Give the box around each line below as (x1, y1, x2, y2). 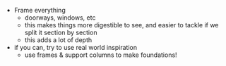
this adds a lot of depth (24, 36, 93, 44)
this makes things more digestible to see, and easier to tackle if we (24, 21, 219, 29)
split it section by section (24, 28, 97, 37)
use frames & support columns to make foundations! (24, 51, 178, 59)
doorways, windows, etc (24, 13, 96, 22)
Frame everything (13, 6, 66, 14)
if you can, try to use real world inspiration (13, 44, 138, 51)
